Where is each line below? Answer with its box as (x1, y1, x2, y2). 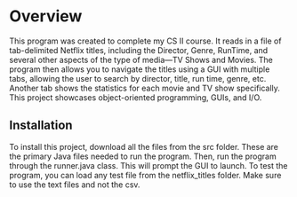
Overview (9, 6, 83, 27)
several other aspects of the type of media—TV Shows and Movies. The (9, 54, 273, 65)
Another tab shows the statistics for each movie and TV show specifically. (9, 83, 280, 93)
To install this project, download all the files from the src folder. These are (9, 141, 278, 152)
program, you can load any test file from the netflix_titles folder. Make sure (9, 169, 282, 180)
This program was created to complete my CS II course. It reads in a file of (9, 35, 282, 46)
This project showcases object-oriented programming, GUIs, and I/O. (9, 91, 262, 103)
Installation (9, 118, 73, 133)
